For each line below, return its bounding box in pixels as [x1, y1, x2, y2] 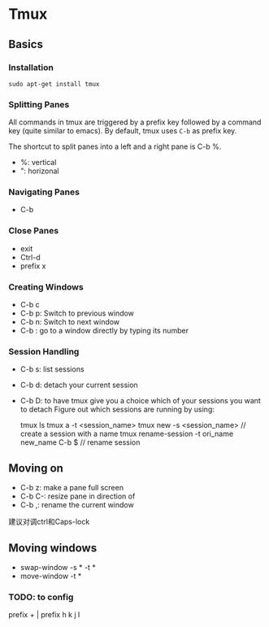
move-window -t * [20, 571, 82, 581]
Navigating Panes [8, 186, 80, 198]
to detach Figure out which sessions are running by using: [20, 404, 215, 415]
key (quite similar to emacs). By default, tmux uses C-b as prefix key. [8, 126, 237, 136]
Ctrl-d [20, 252, 41, 262]
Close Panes [8, 225, 59, 237]
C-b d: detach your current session [20, 380, 138, 390]
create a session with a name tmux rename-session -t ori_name [20, 429, 234, 439]
